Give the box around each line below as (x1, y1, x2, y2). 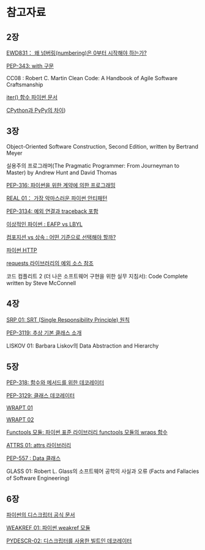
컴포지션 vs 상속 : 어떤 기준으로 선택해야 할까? (6, 233, 116, 240)
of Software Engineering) (6, 475, 70, 482)
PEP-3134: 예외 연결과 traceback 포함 (6, 207, 99, 215)
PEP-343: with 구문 (6, 62, 54, 69)
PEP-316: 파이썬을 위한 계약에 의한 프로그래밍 (6, 181, 116, 188)
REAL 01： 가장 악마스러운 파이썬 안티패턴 (6, 194, 108, 202)
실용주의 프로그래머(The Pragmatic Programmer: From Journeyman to (6, 162, 179, 169)
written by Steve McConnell (6, 279, 76, 286)
